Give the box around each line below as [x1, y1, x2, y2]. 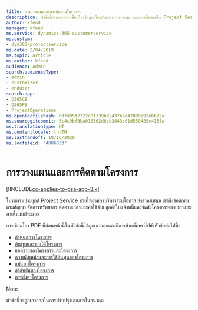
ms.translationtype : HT [6, 124, 65, 130]
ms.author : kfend [6, 58, 49, 64]
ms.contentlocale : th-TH [6, 129, 67, 136]
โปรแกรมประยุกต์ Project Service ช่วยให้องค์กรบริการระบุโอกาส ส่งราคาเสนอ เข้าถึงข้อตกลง [6, 197, 189, 204]
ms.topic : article [6, 52, 51, 58]
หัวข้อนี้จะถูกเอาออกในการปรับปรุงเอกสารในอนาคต [6, 296, 104, 304]
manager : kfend [6, 25, 44, 31]
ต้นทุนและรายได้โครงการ [14, 240, 63, 248]
